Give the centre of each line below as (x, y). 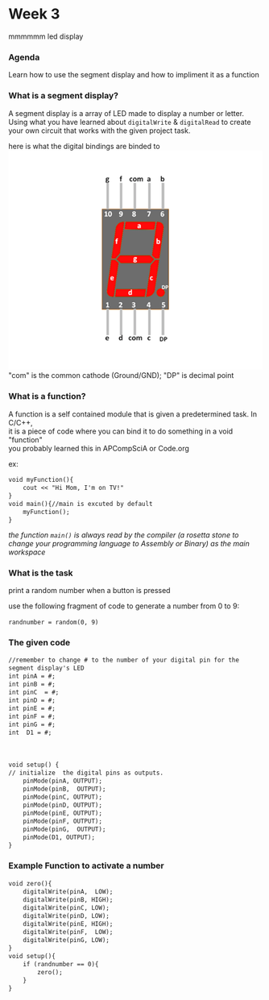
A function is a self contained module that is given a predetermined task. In (133, 414)
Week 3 (34, 14)
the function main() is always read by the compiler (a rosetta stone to (124, 535)
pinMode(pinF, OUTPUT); (63, 822)
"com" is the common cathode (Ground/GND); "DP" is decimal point (121, 376)
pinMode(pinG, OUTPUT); (64, 830)
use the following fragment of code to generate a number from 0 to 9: (124, 606)
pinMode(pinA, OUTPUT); (63, 781)
